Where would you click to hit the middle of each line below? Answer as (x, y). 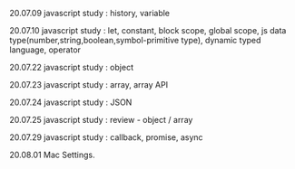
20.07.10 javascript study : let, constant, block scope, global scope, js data (148, 30)
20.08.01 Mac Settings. (52, 155)
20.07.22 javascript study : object (72, 67)
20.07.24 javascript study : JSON (71, 102)
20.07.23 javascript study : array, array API (89, 84)
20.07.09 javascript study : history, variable (90, 13)
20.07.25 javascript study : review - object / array (101, 120)
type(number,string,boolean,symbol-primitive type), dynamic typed (135, 40)
